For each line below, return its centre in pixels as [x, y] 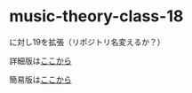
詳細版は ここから [40, 60]
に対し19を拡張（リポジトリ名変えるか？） [87, 42]
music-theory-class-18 [96, 16]
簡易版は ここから [40, 79]
